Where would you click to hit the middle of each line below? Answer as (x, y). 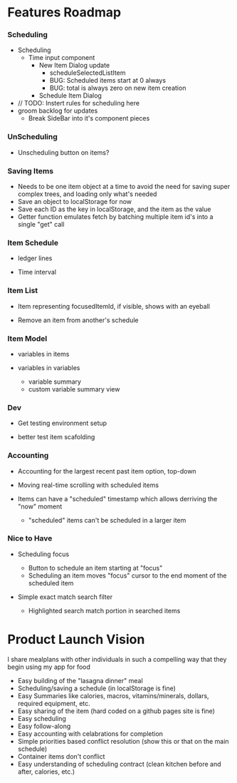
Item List (23, 291)
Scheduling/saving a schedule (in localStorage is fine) (97, 688)
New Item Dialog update (74, 66)
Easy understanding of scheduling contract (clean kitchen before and (120, 764)
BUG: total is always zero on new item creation (118, 88)
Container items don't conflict (61, 756)
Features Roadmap (64, 12)
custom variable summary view (74, 389)
